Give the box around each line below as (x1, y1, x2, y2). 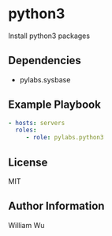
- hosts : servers (8, 119, 65, 127)
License (8, 155, 48, 169)
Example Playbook (8, 98, 101, 112)
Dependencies (8, 54, 81, 67)
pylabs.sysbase (19, 74, 71, 84)
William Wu (8, 220, 45, 230)
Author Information (8, 200, 105, 213)
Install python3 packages (8, 31, 91, 40)
